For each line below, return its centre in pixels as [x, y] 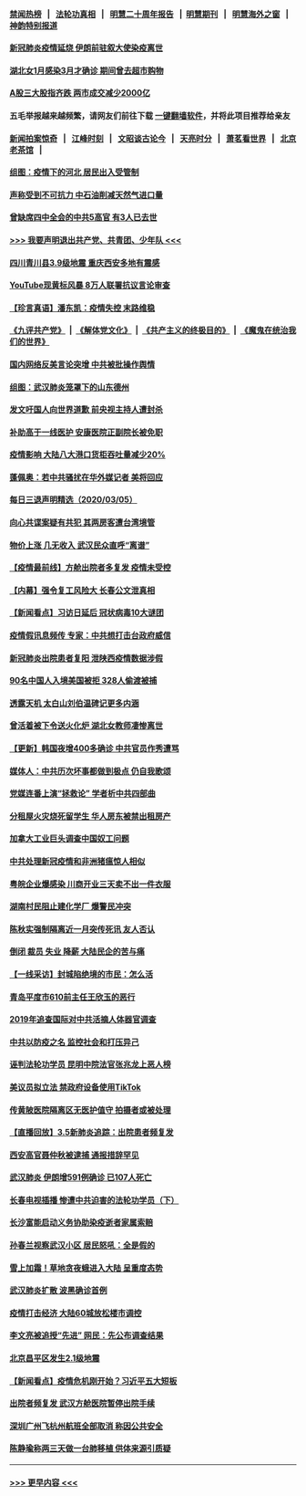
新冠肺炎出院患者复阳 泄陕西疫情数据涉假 [87, 658]
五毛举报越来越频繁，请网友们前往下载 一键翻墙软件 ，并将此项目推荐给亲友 [150, 115]
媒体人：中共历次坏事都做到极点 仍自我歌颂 [90, 770]
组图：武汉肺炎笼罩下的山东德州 [69, 387]
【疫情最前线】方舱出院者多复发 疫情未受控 [90, 568]
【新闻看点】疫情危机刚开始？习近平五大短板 [93, 1381]
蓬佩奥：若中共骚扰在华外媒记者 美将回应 [87, 477]
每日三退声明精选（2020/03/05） [74, 500]
